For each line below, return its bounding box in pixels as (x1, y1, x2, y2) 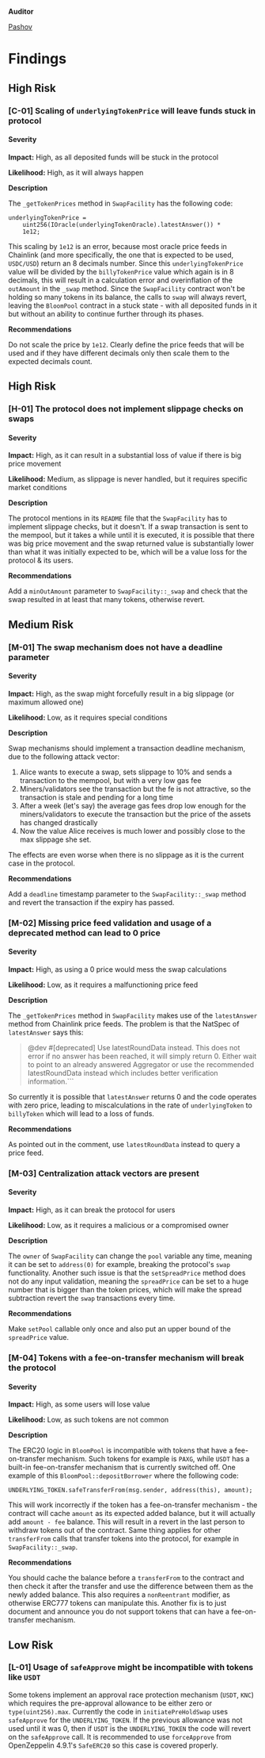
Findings (8, 50, 67, 68)
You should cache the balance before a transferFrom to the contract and (8, 1573, 244, 1583)
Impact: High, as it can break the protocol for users (8, 1205, 176, 1215)
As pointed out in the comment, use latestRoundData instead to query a (8, 1139, 240, 1149)
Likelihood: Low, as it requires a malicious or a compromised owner (8, 1220, 229, 1230)
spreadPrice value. (8, 1332, 70, 1342)
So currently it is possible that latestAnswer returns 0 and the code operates (8, 1092, 257, 1101)
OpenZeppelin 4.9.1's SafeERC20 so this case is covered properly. (8, 1741, 219, 1750)
